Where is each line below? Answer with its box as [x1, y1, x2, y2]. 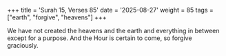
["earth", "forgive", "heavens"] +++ [7, 13, 107, 21]
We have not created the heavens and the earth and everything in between [7, 27, 220, 35]
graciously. [7, 41, 39, 49]
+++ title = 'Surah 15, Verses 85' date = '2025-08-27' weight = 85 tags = [7, 6, 214, 14]
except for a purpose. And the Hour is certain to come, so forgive [7, 34, 192, 42]
